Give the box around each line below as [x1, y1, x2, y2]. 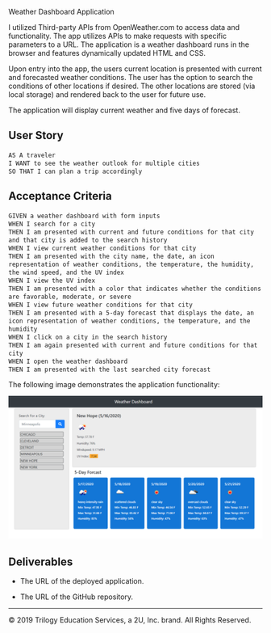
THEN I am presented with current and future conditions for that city [8, 228, 254, 236]
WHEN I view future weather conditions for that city [8, 301, 194, 309]
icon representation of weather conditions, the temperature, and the [8, 317, 251, 325]
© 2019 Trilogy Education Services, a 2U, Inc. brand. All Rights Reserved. [8, 614, 252, 625]
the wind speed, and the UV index [8, 268, 125, 276]
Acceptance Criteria [8, 189, 112, 203]
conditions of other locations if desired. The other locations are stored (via [8, 81, 256, 91]
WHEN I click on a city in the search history [8, 333, 168, 341]
